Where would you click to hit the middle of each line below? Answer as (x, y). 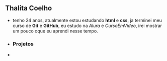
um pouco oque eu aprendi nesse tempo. (55, 31)
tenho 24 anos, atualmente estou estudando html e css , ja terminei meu (87, 20)
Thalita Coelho (29, 8)
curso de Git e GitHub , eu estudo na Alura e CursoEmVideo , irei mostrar (87, 25)
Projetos (23, 43)
